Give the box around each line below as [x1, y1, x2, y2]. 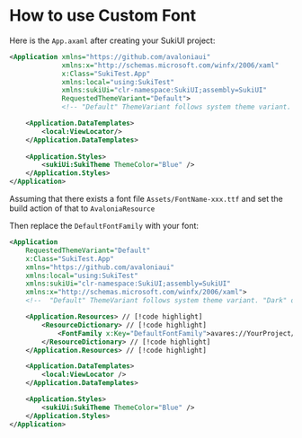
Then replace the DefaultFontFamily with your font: [9, 221, 200, 232]
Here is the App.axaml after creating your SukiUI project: [9, 35, 216, 46]
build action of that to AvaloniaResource [9, 203, 155, 214]
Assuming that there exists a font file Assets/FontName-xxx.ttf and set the [9, 194, 283, 205]
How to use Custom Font [9, 5, 196, 26]
